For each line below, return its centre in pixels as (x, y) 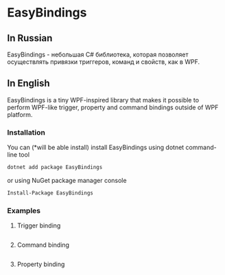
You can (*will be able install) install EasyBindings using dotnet (96, 147)
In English (28, 84)
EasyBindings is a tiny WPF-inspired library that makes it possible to (103, 100)
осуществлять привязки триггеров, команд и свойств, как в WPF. (104, 62)
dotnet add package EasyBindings (55, 167)
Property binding (41, 264)
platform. (20, 114)
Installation (26, 132)
